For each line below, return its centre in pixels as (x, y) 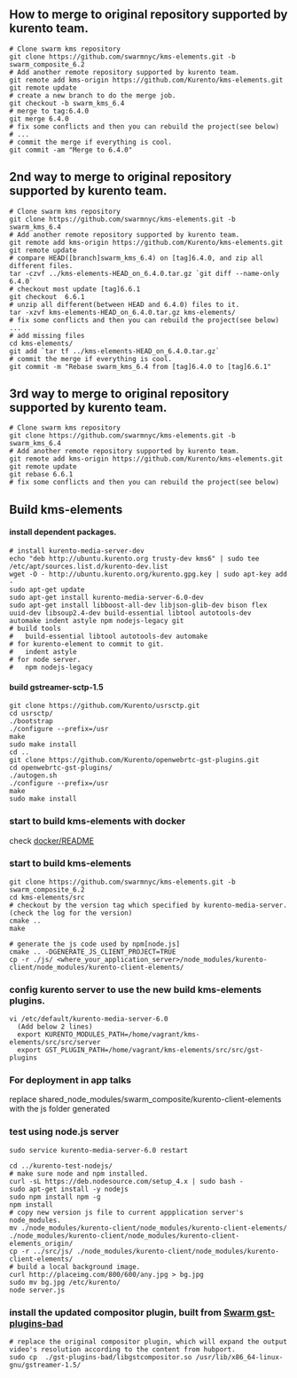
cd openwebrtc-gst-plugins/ (61, 768)
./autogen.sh (33, 776)
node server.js (37, 1290)
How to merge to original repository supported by (148, 15)
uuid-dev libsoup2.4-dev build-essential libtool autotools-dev (130, 613)
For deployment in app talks (70, 1080)
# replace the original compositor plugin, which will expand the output (148, 1342)
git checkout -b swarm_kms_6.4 (67, 103)
